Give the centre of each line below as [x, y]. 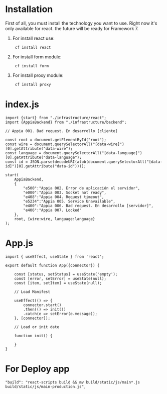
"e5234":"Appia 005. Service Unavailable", [69, 201]
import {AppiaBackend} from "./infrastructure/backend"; [66, 122]
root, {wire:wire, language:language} [55, 219]
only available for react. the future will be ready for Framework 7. [72, 28]
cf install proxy [33, 84]
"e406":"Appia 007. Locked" [52, 210]
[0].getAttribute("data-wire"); [39, 149]
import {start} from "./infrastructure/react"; [56, 118]
